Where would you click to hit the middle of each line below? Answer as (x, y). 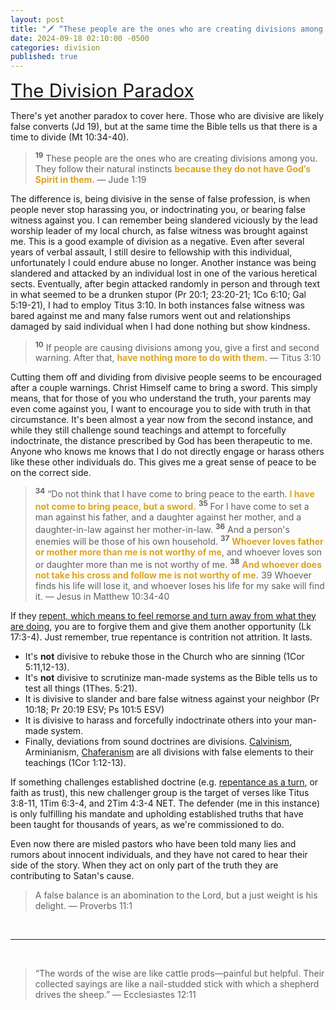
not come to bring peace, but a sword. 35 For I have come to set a (172, 505)
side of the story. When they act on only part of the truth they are (144, 865)
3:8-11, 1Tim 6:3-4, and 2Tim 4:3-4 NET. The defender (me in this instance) (165, 803)
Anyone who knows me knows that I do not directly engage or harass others (167, 452)
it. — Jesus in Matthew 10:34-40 (102, 596)
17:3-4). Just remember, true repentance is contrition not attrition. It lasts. (161, 637)
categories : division (55, 47)
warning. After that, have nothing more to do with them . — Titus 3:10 (178, 358)
